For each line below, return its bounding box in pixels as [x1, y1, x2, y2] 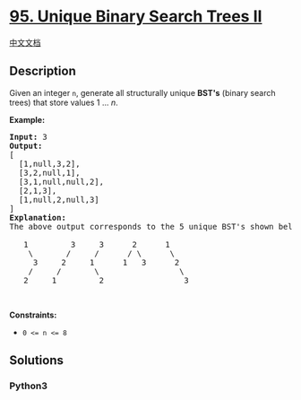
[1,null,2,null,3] [18, 195, 100, 204]
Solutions [9, 352, 64, 369]
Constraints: [9, 309, 57, 320]
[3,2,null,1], [18, 168, 81, 178]
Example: [9, 114, 46, 125]
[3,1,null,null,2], [18, 177, 105, 187]
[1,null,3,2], [18, 159, 81, 169]
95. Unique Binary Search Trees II [9, 6, 262, 27]
